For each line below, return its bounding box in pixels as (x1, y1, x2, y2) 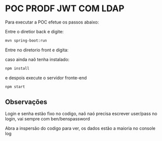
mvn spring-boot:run (5, 38, 48, 43)
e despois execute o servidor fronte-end (5, 74, 87, 81)
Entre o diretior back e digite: (5, 28, 64, 34)
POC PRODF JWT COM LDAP (5, 3, 125, 14)
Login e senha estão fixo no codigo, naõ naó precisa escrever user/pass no (5, 111, 158, 117)
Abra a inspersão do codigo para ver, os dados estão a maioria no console (5, 125, 156, 131)
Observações (5, 97, 48, 106)
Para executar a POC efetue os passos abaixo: (5, 19, 99, 25)
